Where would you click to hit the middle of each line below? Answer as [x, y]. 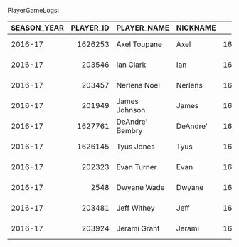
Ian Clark [131, 65]
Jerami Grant [138, 228]
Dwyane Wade [140, 188]
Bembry [129, 131]
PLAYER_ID [90, 28]
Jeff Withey [136, 208]
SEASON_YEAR [37, 28]
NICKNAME [196, 28]
